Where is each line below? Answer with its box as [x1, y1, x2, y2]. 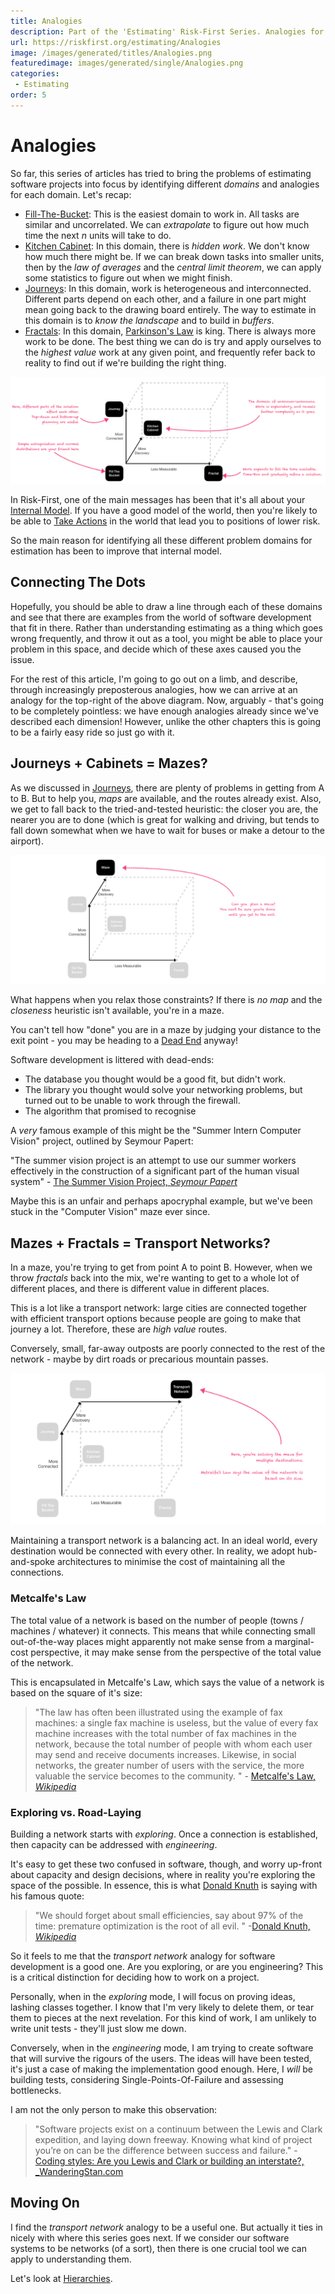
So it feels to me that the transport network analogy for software [10, 1950, 276, 1962]
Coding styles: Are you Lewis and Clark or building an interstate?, [34, 2155, 305, 2167]
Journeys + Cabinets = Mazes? [10, 755, 208, 772]
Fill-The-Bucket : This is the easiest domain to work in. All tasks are [24, 208, 300, 220]
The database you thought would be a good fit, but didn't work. [24, 1073, 287, 1085]
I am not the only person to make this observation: [10, 2103, 218, 2115]
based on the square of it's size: [10, 1686, 143, 1699]
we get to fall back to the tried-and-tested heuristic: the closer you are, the [10, 803, 319, 815]
